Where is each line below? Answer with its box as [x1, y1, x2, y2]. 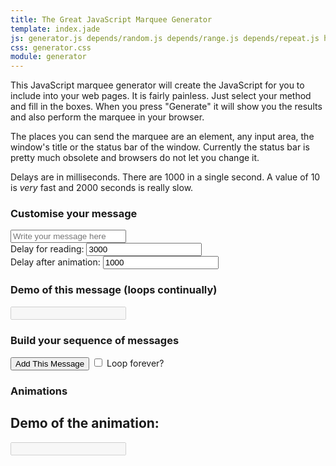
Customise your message [10, 207, 138, 221]
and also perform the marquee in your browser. [10, 111, 205, 123]
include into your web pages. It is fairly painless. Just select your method [10, 90, 312, 102]
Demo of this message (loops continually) [10, 283, 218, 297]
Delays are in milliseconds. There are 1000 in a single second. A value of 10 [10, 171, 321, 183]
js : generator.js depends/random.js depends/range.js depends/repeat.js [10, 33, 320, 43]
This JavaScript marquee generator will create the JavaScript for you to [10, 79, 305, 91]
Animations [10, 384, 68, 398]
